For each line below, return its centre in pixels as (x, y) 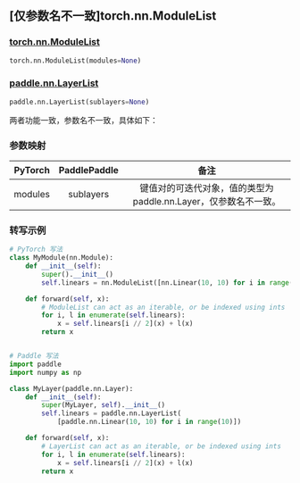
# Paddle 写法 (34, 356)
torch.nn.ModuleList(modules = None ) (75, 61)
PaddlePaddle (88, 171)
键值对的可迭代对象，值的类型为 (207, 188)
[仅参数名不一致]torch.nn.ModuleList (113, 16)
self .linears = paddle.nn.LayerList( (111, 413)
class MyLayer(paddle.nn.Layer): (71, 388)
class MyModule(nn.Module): (62, 258)
